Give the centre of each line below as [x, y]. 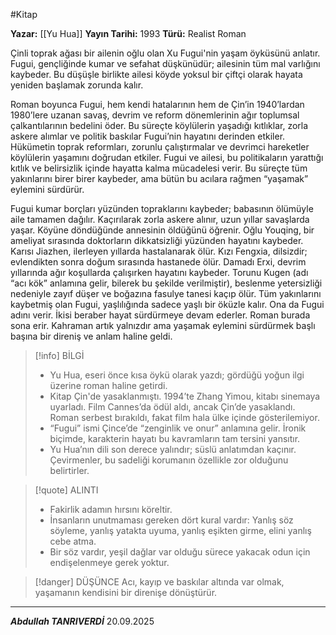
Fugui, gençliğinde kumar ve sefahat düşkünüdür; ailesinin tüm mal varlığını [165, 63]
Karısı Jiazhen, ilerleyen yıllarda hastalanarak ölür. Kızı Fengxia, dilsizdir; [159, 251]
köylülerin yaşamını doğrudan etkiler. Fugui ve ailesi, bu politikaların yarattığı [167, 157]
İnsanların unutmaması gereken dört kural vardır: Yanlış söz [171, 520]
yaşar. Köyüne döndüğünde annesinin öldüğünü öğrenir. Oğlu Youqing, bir [162, 230]
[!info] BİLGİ [59, 355]
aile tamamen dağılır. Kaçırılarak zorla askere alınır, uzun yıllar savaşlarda [160, 219]
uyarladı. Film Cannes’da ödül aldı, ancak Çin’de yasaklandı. [172, 407]
